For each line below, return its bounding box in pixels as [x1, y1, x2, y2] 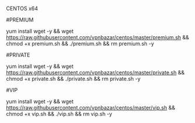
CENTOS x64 [6, 5, 38, 12]
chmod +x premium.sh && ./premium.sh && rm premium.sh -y [6, 40, 154, 47]
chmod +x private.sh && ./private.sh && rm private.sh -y [6, 76, 141, 82]
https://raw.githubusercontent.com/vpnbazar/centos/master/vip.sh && [6, 104, 176, 111]
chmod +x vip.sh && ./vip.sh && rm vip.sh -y [6, 111, 112, 117]
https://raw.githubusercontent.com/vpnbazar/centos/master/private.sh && [6, 69, 185, 76]
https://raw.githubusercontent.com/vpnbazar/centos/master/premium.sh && [6, 34, 189, 40]
